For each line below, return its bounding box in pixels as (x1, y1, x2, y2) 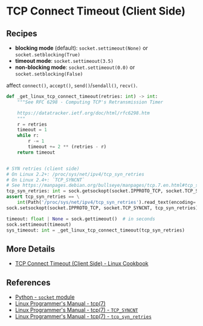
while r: (17, 132, 39, 139)
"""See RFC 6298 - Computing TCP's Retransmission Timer (17, 99, 164, 105)
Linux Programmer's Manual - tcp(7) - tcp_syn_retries (14, 313, 152, 320)
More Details (6, 244, 56, 254)
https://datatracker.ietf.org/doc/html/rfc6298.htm (17, 110, 150, 116)
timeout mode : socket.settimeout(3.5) (14, 57, 114, 64)
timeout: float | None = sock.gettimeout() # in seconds (6, 216, 155, 222)
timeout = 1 (17, 127, 47, 133)
